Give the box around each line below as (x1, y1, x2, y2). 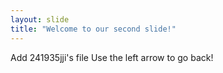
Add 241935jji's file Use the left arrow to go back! (10, 51, 214, 63)
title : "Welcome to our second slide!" (10, 24, 177, 34)
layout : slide (10, 14, 70, 25)
